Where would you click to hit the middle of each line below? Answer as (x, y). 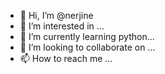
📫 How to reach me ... (66, 58)
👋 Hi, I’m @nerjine (56, 15)
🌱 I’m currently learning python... (87, 36)
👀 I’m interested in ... (62, 26)
